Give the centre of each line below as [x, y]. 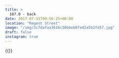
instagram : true [22, 37]
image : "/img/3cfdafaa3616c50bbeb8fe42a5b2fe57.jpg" [60, 28]
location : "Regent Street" [33, 23]
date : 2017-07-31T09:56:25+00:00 [39, 19]
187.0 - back [23, 14]
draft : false [18, 32]
